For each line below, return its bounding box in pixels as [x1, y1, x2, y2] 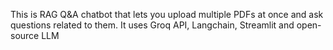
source [10, 30, 40, 41]
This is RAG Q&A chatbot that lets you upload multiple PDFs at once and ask [10, 9, 324, 20]
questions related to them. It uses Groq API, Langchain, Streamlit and [10, 19, 295, 31]
